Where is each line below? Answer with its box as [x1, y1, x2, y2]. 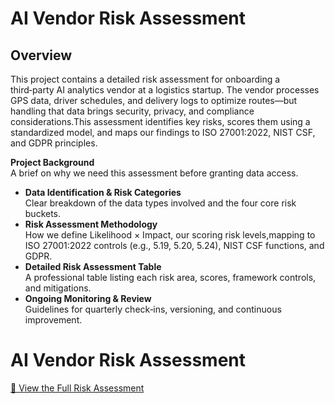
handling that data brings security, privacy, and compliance [10, 105, 255, 117]
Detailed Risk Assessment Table [24, 261, 162, 272]
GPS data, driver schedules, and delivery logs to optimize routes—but [10, 95, 298, 106]
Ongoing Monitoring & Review [24, 293, 152, 304]
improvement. [24, 314, 83, 326]
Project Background [10, 157, 95, 168]
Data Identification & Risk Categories [24, 187, 182, 198]
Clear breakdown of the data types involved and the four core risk [24, 197, 297, 209]
